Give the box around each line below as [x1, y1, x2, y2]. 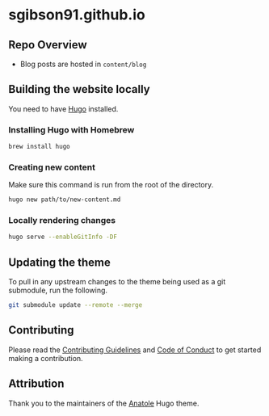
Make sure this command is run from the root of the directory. [8, 180, 214, 190]
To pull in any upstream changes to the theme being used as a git [8, 277, 226, 287]
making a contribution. [8, 353, 83, 363]
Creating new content [8, 162, 95, 173]
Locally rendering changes [8, 215, 116, 226]
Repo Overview [8, 38, 87, 52]
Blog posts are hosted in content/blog [19, 59, 147, 69]
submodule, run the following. [8, 285, 107, 296]
